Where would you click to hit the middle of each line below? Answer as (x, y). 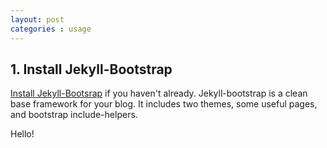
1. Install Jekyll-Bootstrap (91, 69)
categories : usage (51, 29)
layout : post (37, 19)
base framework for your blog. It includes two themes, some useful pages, (164, 104)
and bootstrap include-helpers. (74, 115)
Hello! (22, 134)
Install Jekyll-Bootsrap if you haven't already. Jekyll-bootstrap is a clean (159, 93)
